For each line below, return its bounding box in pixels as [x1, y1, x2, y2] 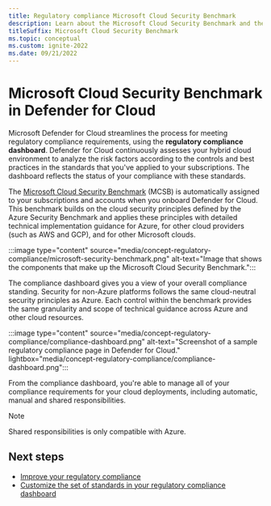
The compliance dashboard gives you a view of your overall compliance [8, 278, 248, 288]
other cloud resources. [8, 312, 85, 322]
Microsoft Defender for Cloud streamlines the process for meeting [8, 128, 228, 137]
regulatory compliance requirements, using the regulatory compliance [8, 137, 244, 146]
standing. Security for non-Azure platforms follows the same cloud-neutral [8, 286, 256, 296]
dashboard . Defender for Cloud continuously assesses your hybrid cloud [8, 145, 252, 154]
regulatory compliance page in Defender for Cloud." [8, 345, 181, 355]
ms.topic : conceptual [8, 34, 81, 43]
